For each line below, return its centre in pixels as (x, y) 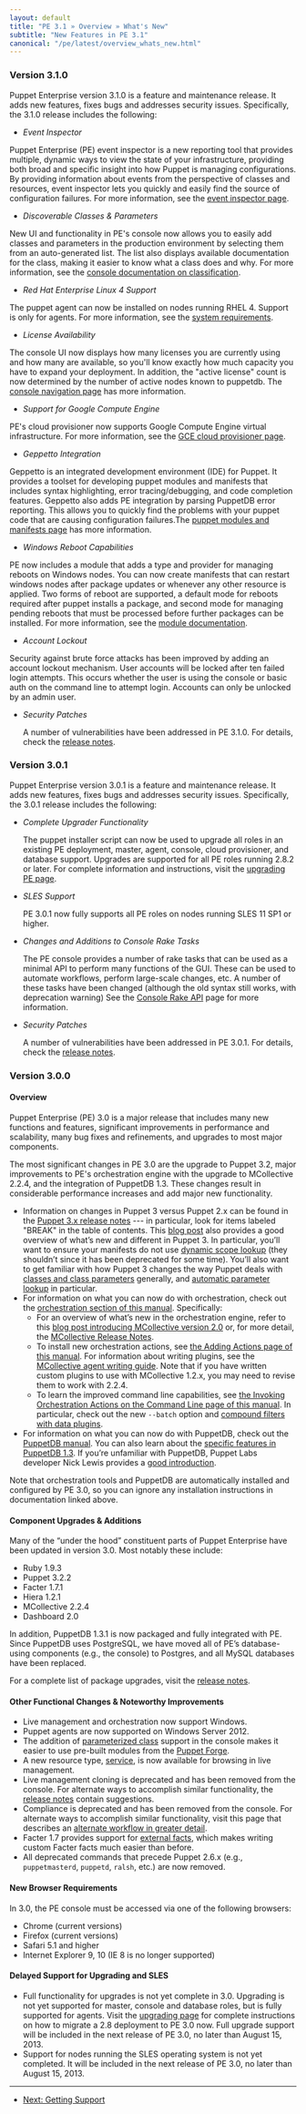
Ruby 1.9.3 (42, 1568)
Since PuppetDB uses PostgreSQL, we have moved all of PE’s (124, 1644)
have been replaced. (48, 1663)
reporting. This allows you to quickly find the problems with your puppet (145, 510)
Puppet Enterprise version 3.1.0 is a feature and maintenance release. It (143, 95)
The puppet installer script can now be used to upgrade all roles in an (153, 840)
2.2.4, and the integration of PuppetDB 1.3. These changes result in (135, 1183)
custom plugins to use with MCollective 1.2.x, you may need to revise (166, 1375)
